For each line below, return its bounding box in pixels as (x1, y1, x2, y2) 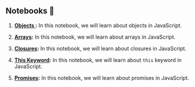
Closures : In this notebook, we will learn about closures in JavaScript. (14, 45, 187, 52)
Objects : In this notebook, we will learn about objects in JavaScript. (14, 21, 182, 29)
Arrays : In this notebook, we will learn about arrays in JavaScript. (14, 33, 176, 41)
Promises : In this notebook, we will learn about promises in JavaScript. (14, 74, 190, 81)
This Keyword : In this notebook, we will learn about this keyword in (14, 56, 182, 63)
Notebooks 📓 (5, 6, 55, 16)
